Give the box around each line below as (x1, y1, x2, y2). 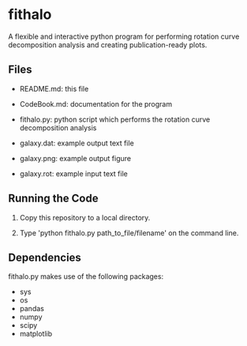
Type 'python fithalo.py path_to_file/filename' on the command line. (19, 228, 239, 238)
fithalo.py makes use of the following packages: (8, 272, 164, 281)
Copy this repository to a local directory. (19, 212, 151, 222)
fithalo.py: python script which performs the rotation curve (19, 115, 211, 124)
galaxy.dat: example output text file (19, 138, 134, 148)
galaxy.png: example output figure (19, 153, 132, 163)
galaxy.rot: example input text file (19, 168, 128, 179)
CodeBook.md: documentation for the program (19, 99, 172, 108)
